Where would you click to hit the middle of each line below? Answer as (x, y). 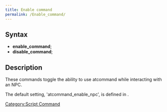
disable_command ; (33, 52)
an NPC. (14, 85)
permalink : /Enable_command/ (35, 14)
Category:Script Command (33, 104)
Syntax (16, 35)
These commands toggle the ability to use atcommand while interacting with (83, 80)
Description (24, 67)
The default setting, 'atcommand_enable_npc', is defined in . (67, 95)
